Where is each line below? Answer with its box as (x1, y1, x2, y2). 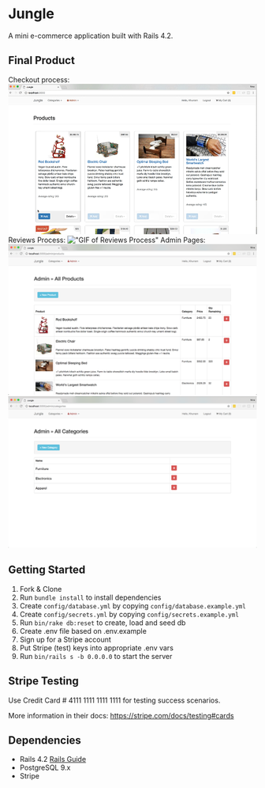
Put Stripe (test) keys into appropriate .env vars (19, 642, 174, 653)
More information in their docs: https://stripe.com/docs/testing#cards (8, 710, 234, 720)
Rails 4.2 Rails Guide (19, 755, 87, 764)
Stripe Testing (8, 674, 79, 688)
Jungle (8, 5, 55, 23)
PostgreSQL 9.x (19, 763, 71, 772)
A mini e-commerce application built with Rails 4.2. (8, 31, 174, 40)
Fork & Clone (19, 584, 62, 593)
